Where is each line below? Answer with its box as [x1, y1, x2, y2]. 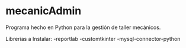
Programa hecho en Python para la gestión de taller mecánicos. [5, 24, 161, 31]
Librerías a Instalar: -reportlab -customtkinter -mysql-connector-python [5, 35, 181, 42]
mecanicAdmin [5, 4, 82, 18]
